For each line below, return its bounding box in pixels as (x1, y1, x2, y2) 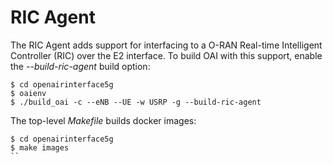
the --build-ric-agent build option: (10, 60, 151, 72)
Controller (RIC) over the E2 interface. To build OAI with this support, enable (10, 49, 323, 61)
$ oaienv (10, 88, 47, 98)
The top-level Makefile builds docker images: (10, 114, 197, 126)
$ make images (10, 142, 70, 153)
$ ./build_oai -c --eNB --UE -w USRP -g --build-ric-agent (10, 97, 262, 107)
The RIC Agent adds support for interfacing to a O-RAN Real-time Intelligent (10, 39, 323, 51)
